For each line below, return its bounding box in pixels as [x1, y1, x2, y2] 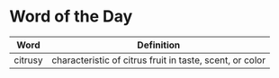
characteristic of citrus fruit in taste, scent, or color [51, 54, 266, 66]
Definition [137, 39, 181, 51]
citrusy [13, 54, 43, 66]
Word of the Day [9, 6, 133, 27]
